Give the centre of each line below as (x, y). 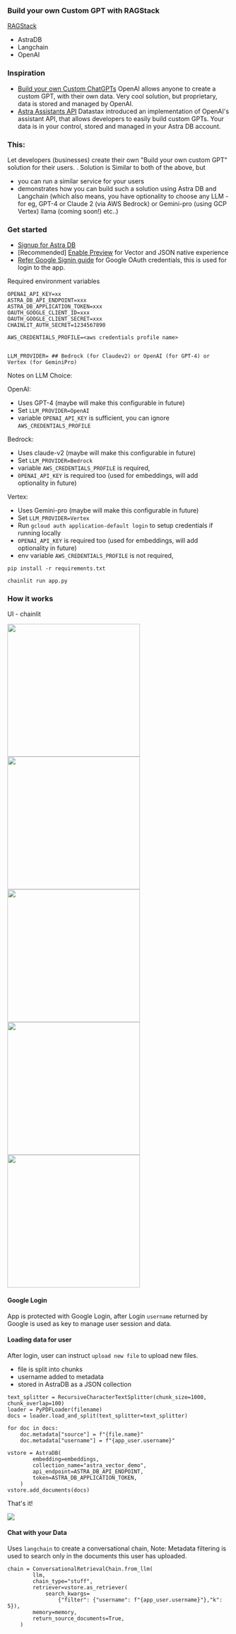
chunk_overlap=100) (36, 1403)
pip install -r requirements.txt (57, 569)
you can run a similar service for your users (81, 181)
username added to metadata (60, 1376)
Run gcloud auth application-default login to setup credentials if (115, 525)
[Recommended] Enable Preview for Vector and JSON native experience (123, 253)
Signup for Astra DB (47, 245)
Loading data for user (40, 1339)
